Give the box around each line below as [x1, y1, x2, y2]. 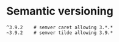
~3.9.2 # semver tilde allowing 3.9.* [6, 29, 114, 36]
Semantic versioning [6, 4, 114, 18]
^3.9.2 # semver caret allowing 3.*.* [6, 24, 114, 30]
